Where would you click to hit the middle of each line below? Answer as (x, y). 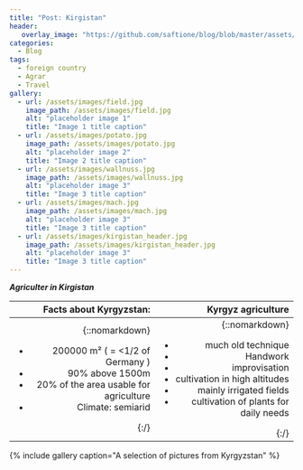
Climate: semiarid (113, 407)
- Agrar (32, 77)
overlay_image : (50, 34)
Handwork (267, 356)
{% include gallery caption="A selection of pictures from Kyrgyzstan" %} (145, 456)
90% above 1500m (109, 373)
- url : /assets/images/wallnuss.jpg (86, 169)
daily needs (265, 413)
